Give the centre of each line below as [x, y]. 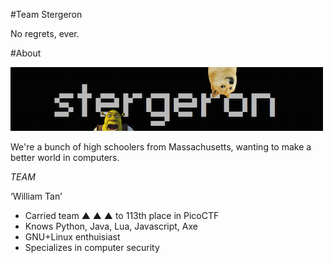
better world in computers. [65, 157]
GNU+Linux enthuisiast [72, 237]
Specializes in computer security [92, 247]
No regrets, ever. [45, 33]
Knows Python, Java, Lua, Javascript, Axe [111, 226]
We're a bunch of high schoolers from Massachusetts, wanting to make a [161, 147]
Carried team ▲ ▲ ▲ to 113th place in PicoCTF [122, 215]
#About [26, 53]
